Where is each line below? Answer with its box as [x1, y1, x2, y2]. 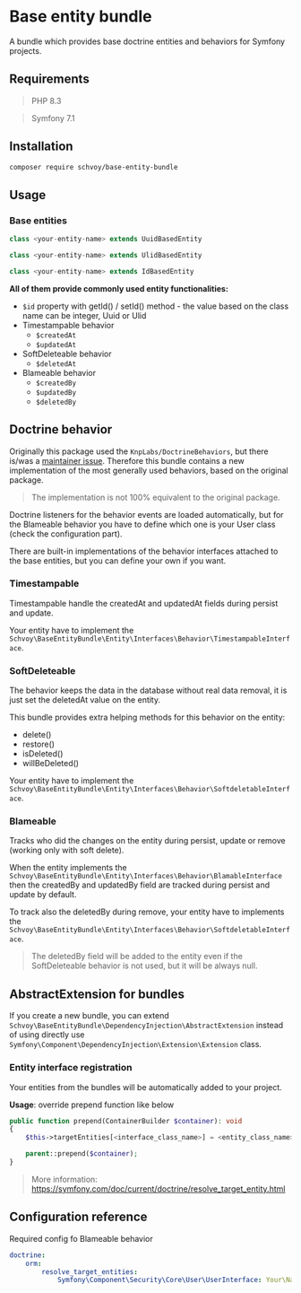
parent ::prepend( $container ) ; [25, 1149, 139, 1158]
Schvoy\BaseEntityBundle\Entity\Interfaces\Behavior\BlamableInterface [9, 872, 282, 881]
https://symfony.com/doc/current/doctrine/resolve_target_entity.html [30, 1183, 286, 1194]
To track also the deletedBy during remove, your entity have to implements [9, 906, 285, 917]
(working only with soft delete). [9, 845, 125, 856]
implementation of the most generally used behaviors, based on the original [9, 465, 288, 476]
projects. [9, 45, 42, 56]
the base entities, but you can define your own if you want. [9, 555, 227, 566]
